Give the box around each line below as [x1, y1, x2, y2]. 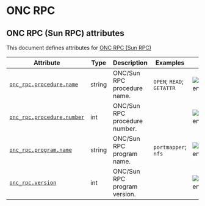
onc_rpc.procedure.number [9, 114, 85, 121]
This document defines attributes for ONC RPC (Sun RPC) [6, 44, 151, 51]
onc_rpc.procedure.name [9, 81, 79, 88]
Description [112, 59, 148, 67]
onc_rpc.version [9, 179, 57, 186]
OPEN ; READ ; [153, 77, 184, 85]
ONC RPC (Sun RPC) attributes [6, 28, 124, 38]
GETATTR [153, 85, 176, 91]
